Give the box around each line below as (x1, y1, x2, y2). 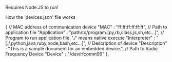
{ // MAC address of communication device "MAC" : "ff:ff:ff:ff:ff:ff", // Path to (5, 24, 168, 30)
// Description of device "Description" (87, 40, 167, 46)
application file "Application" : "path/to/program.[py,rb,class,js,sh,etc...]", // (5, 29, 164, 35)
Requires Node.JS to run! (5, 5, 59, 10)
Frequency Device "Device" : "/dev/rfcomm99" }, (5, 51, 109, 57)
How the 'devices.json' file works (5, 14, 75, 20)
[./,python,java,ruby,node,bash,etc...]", (5, 40, 87, 46)
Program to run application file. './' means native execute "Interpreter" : (5, 35, 156, 41)
